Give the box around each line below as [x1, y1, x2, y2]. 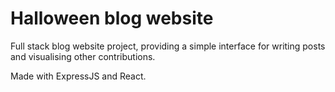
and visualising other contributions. [10, 50, 156, 62]
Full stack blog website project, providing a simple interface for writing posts [10, 40, 326, 52]
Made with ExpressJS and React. [10, 70, 147, 82]
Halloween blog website [10, 7, 214, 30]
